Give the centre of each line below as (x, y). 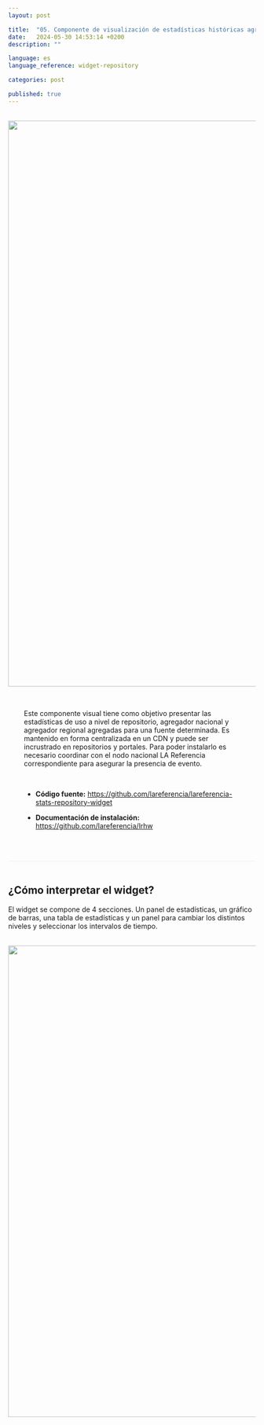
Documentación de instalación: (87, 817)
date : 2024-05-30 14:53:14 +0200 (66, 37)
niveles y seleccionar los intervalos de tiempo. (83, 926)
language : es (29, 59)
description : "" (35, 44)
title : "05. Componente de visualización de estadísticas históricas (126, 29)
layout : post (29, 15)
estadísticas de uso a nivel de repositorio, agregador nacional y (126, 722)
